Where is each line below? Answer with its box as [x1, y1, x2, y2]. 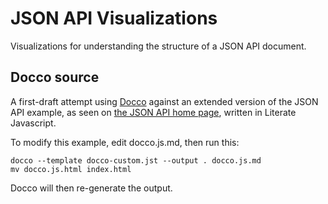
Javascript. [10, 117, 57, 129]
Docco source [10, 69, 100, 86]
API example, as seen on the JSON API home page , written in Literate [10, 106, 297, 118]
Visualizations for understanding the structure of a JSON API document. [10, 40, 307, 52]
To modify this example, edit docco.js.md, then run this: [10, 136, 240, 148]
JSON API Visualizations [10, 7, 218, 30]
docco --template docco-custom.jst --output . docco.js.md [10, 155, 262, 166]
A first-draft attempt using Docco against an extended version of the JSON [10, 95, 319, 107]
